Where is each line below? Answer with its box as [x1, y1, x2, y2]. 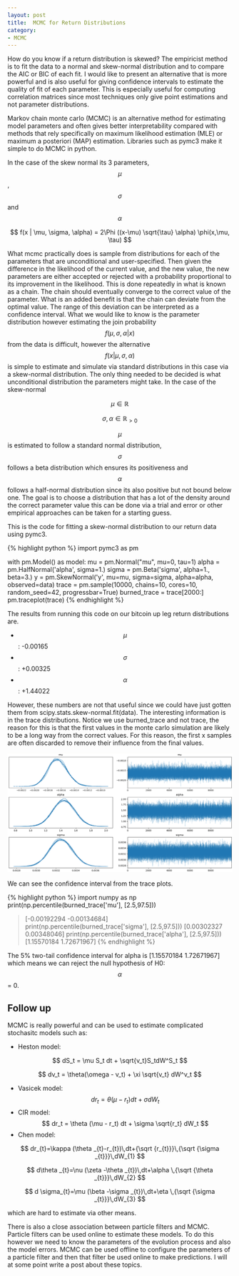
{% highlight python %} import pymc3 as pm [7, 544, 139, 553]
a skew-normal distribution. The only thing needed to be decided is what [7, 370, 221, 379]
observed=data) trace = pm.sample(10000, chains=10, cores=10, [7, 580, 198, 589]
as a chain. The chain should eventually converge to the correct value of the [7, 287, 231, 296]
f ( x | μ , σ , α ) [104, 351, 136, 360]
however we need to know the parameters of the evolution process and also [7, 1237, 231, 1246]
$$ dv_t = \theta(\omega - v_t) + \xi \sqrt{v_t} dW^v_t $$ [38, 1070, 202, 1079]
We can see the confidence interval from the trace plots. [7, 879, 173, 888]
